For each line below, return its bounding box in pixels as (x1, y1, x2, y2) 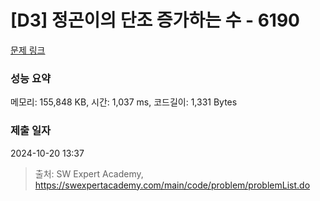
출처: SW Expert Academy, (34, 167, 144, 180)
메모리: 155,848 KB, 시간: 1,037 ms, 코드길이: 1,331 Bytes (10, 96, 238, 108)
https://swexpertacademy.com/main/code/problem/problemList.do (34, 179, 311, 191)
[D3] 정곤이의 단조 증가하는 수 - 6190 (10, 9, 300, 32)
